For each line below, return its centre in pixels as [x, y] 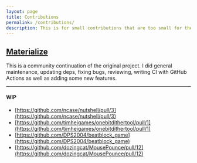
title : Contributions [33, 17]
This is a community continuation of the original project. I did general [89, 66]
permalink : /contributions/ [40, 22]
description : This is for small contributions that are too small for [94, 28]
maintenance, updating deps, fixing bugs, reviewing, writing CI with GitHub [96, 72]
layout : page [22, 11]
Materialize [27, 51]
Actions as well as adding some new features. [62, 78]
